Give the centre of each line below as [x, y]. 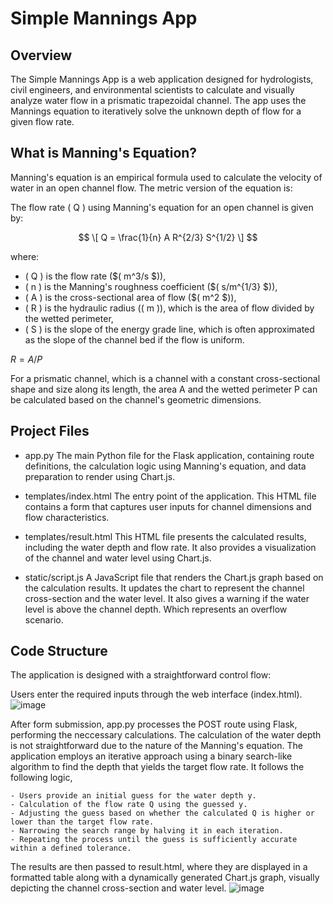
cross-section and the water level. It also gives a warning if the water [167, 598]
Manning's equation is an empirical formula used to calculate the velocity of [166, 177]
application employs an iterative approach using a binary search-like [151, 756]
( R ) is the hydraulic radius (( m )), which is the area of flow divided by [169, 308]
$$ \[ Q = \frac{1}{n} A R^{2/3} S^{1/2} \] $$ [168, 237]
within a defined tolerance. [71, 848]
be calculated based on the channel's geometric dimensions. [136, 399]
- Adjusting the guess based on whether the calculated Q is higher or [162, 813]
